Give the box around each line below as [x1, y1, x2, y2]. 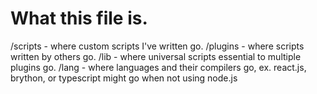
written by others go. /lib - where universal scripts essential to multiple [10, 50, 302, 62]
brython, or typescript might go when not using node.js [10, 72, 238, 84]
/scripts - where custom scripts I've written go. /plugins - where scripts [10, 40, 305, 52]
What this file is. [10, 7, 148, 30]
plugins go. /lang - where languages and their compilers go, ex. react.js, [10, 61, 307, 73]
